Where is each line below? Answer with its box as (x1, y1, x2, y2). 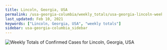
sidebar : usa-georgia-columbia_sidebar (5, 26, 88, 31)
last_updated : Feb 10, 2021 (5, 16, 64, 21)
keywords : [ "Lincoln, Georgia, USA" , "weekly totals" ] (5, 21, 121, 26)
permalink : (5, 12, 28, 17)
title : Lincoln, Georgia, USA (5, 7, 68, 12)
